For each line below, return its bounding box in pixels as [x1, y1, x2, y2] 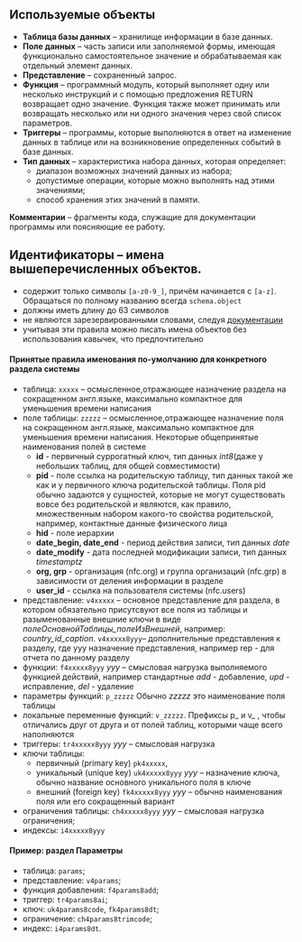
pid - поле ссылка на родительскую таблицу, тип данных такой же [35, 469, 294, 481]
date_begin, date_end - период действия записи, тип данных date [35, 537, 290, 548]
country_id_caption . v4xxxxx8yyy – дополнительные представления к [22, 633, 281, 643]
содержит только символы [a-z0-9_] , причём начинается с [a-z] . [22, 285, 277, 296]
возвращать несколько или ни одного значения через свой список [22, 107, 282, 118]
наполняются [22, 728, 75, 739]
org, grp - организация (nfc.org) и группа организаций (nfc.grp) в [35, 566, 287, 577]
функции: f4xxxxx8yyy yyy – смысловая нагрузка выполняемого [22, 661, 268, 672]
